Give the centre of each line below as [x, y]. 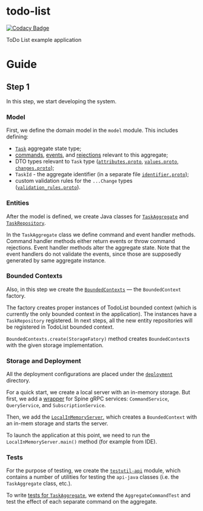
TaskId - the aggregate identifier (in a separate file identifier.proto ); [102, 174]
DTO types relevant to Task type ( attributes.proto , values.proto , [97, 162]
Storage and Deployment [44, 361]
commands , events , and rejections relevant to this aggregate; [92, 155]
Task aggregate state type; [48, 149]
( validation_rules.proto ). [48, 187]
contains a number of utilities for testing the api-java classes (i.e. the [93, 477]
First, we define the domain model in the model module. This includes [92, 130]
